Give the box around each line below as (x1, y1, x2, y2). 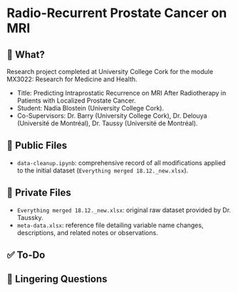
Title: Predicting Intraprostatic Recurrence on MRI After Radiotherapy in (16, 89, 227, 97)
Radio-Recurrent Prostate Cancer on (6, 5, 227, 21)
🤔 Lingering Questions (6, 273, 108, 286)
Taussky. (16, 213, 43, 221)
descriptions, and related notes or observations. (16, 228, 158, 236)
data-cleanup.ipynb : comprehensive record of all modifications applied (16, 158, 226, 167)
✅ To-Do (6, 249, 46, 261)
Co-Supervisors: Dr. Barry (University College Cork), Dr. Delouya (16, 112, 207, 120)
